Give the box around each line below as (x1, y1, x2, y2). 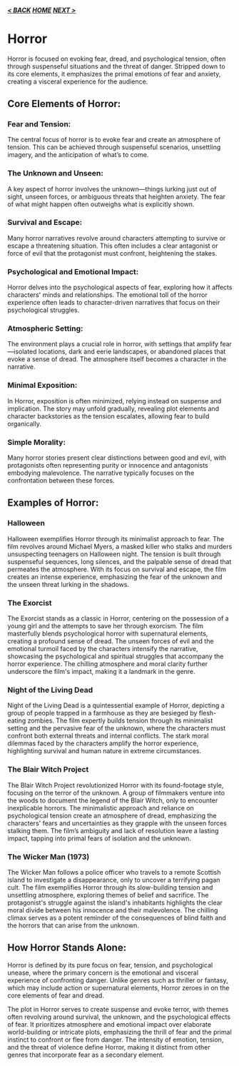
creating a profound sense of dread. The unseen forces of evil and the (7, 636, 214, 645)
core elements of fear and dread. (7, 991, 105, 1000)
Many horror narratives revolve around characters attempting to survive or (7, 233, 226, 242)
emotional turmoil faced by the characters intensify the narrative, (7, 644, 198, 653)
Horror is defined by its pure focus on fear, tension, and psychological (7, 960, 213, 969)
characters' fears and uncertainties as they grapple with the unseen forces (7, 818, 227, 828)
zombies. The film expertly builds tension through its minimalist (27, 716, 213, 725)
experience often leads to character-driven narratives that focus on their (7, 298, 220, 307)
